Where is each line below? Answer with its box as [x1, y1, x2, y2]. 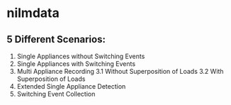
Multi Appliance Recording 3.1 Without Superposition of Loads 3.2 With [16, 67, 224, 75]
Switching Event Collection [16, 90, 96, 98]
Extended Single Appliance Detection [16, 82, 126, 90]
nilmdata [6, 5, 60, 21]
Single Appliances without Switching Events [16, 52, 145, 60]
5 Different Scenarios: [6, 33, 106, 45]
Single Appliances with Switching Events [16, 60, 136, 68]
